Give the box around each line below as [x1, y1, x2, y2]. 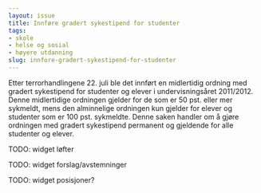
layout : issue [8, 11, 56, 20]
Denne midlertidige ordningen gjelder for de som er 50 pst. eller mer [8, 95, 233, 104]
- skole [8, 33, 34, 42]
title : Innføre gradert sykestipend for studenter [8, 19, 180, 27]
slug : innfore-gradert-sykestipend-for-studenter [8, 57, 177, 65]
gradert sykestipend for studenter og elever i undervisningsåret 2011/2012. [8, 86, 254, 96]
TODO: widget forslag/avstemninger [8, 160, 128, 169]
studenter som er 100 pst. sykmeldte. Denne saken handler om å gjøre [8, 112, 239, 121]
